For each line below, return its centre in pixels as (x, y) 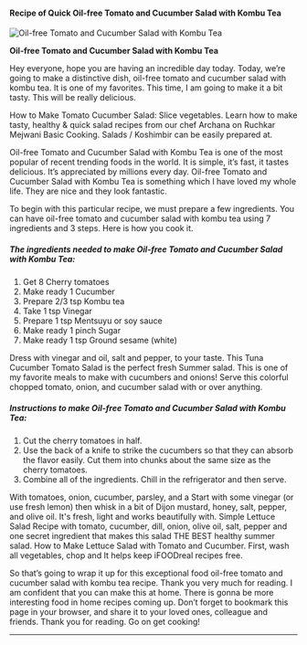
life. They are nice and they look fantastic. (88, 191)
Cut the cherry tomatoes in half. (82, 441)
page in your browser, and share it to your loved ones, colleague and (138, 612)
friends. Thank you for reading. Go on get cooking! (105, 622)
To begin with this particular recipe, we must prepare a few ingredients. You (152, 209)
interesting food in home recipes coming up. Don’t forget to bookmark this (149, 602)
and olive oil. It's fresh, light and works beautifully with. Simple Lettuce (143, 517)
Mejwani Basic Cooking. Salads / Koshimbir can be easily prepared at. (141, 135)
